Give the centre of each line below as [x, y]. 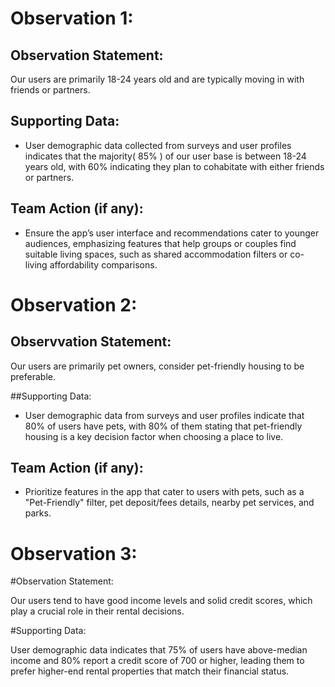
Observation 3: [74, 553]
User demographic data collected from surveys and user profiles [158, 145]
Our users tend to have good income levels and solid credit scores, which [161, 601]
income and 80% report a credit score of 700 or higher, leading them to [157, 661]
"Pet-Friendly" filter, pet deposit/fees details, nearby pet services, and [169, 503]
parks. [38, 513]
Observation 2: [74, 304]
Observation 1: [72, 18]
